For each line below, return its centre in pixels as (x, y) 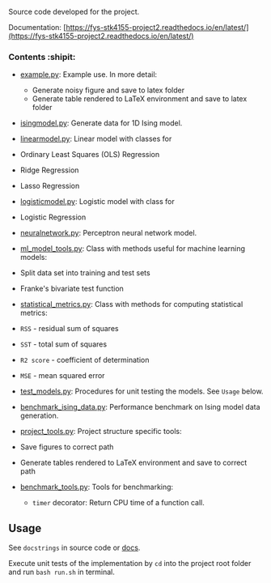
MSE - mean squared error (62, 376)
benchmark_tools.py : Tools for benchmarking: (97, 487)
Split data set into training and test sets (85, 273)
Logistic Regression (53, 217)
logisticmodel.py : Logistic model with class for (97, 202)
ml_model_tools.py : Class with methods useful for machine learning (132, 249)
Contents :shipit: (42, 57)
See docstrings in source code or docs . (74, 548)
